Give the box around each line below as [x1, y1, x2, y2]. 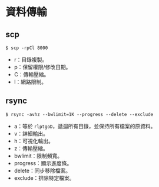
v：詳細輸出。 [14, 130, 48, 137]
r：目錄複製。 [14, 56, 48, 63]
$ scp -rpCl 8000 [5, 45, 48, 51]
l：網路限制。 [14, 78, 47, 85]
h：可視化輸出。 [14, 137, 54, 144]
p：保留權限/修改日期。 [14, 63, 71, 70]
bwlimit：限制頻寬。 [14, 152, 63, 159]
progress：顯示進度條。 [14, 159, 72, 166]
